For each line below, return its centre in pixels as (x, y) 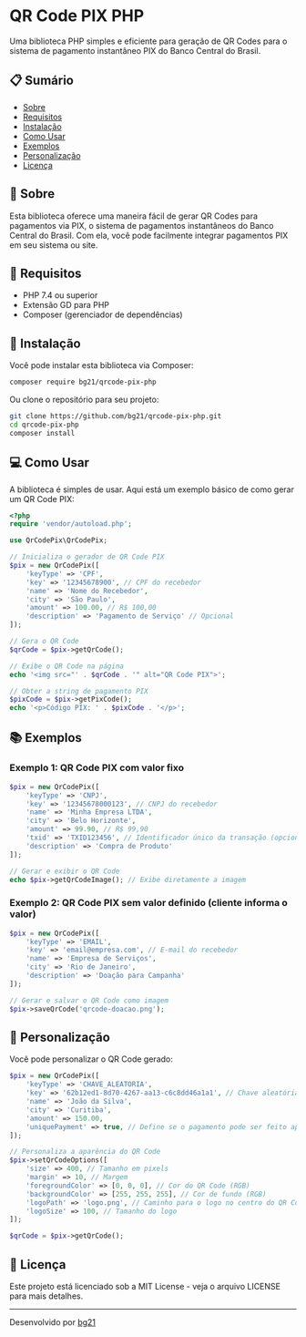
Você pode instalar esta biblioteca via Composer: (102, 365)
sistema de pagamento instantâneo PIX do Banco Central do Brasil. (135, 50)
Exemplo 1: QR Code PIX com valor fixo (97, 768)
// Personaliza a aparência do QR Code (85, 1152)
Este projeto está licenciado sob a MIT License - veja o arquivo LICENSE (145, 1286)
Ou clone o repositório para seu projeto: (84, 400)
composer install (42, 433)
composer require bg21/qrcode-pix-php (83, 382)
